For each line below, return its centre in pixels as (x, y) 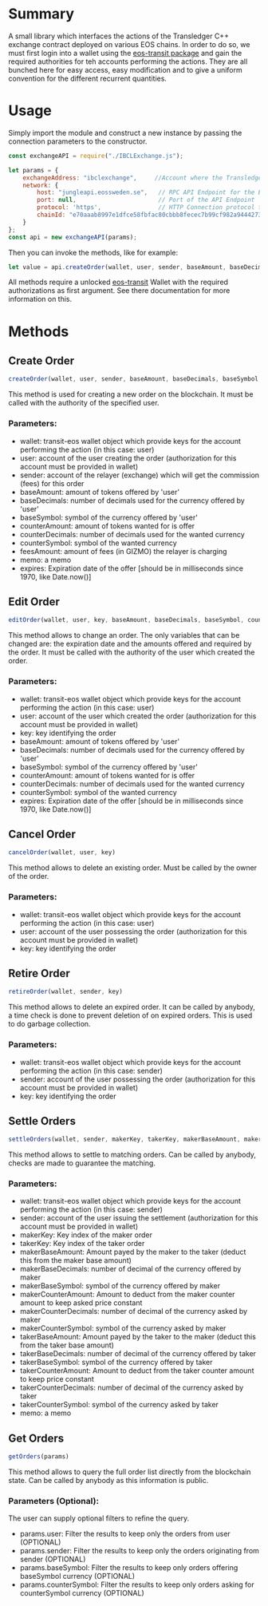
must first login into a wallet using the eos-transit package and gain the (125, 53)
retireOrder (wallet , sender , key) (66, 992)
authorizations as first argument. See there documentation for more (119, 291)
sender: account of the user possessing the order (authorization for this (138, 1079)
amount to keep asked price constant (81, 1303)
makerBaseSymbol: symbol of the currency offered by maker (120, 1286)
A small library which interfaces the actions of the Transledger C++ (119, 36)
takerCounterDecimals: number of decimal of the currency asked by (132, 1388)
